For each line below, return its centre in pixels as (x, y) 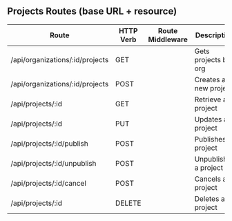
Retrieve (208, 99)
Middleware (168, 39)
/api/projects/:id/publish (49, 143)
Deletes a (210, 198)
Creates (207, 79)
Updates (208, 119)
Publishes (210, 139)
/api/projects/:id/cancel (48, 183)
